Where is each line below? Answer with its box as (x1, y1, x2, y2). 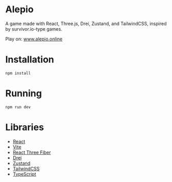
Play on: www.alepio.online (5, 36, 63, 42)
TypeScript (12, 171, 36, 177)
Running (5, 88, 42, 99)
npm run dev (5, 104, 31, 109)
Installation (5, 54, 54, 65)
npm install (5, 71, 31, 76)
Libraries (5, 122, 44, 133)
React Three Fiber (12, 149, 51, 155)
